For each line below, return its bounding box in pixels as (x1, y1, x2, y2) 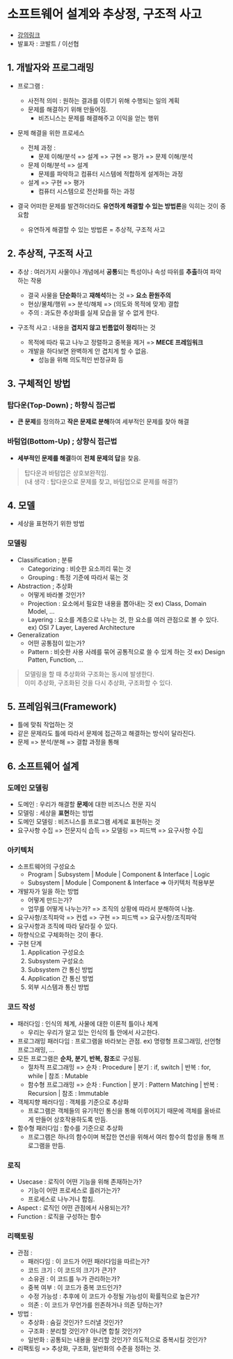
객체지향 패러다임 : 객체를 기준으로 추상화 (17, 1098, 129, 1106)
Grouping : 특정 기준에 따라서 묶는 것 (27, 573, 129, 582)
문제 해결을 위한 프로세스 (17, 128, 85, 137)
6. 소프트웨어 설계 (7, 760, 79, 772)
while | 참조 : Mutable (27, 1071, 89, 1080)
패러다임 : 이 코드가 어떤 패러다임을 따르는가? (27, 1257, 150, 1266)
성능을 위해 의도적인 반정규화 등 (38, 355, 124, 364)
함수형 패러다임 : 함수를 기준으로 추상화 (17, 1124, 124, 1132)
